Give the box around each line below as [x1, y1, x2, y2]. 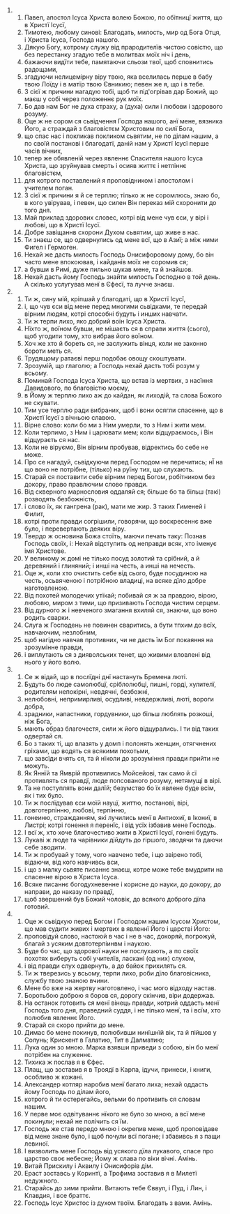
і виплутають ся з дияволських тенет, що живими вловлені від [24, 651, 210, 658]
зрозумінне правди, [24, 643, 84, 651]
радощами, [24, 66, 58, 73]
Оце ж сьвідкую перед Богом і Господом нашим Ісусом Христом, [24, 917, 221, 925]
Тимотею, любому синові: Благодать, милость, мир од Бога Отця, [24, 28, 222, 36]
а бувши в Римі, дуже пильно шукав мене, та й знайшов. [24, 265, 194, 273]
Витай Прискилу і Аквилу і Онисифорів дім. [24, 1162, 153, 1170]
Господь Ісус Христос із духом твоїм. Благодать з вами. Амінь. [24, 1199, 213, 1207]
